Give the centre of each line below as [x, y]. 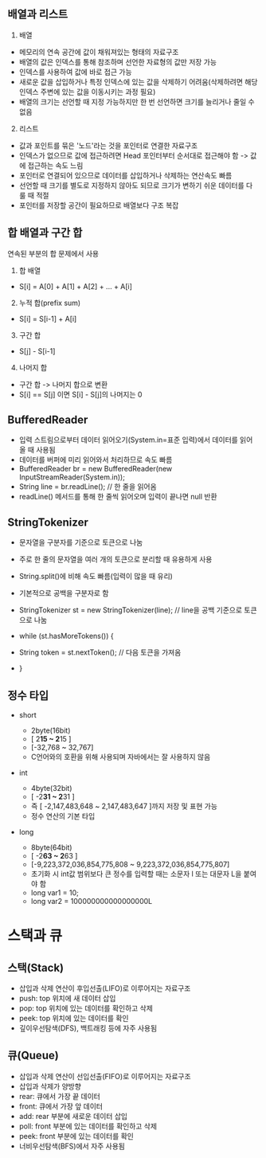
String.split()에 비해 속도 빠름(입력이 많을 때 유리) [96, 577]
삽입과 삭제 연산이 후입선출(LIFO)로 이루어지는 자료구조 [105, 988]
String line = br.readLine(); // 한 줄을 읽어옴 [88, 487]
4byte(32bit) [51, 788]
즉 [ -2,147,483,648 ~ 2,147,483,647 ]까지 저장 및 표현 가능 [124, 806]
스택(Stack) [36, 967]
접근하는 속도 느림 [55, 165]
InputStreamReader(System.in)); [72, 477]
